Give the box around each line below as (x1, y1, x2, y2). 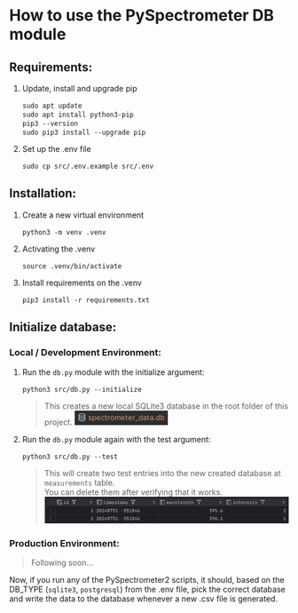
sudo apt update (21, 101, 82, 110)
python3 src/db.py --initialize (21, 385, 142, 394)
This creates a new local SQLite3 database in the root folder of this (43, 401, 288, 411)
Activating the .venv (21, 243, 96, 254)
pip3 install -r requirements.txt (21, 295, 150, 305)
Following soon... (30, 557, 94, 569)
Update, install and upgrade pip (21, 84, 137, 93)
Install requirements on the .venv (21, 277, 142, 288)
